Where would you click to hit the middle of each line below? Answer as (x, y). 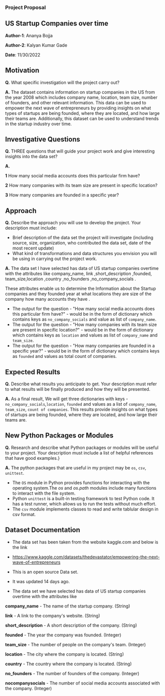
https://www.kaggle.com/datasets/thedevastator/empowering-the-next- (86, 557)
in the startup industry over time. (38, 124)
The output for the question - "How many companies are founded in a (83, 346)
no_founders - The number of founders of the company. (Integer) (72, 673)
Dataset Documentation (43, 530)
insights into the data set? (31, 157)
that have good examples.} (32, 458)
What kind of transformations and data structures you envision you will (84, 254)
